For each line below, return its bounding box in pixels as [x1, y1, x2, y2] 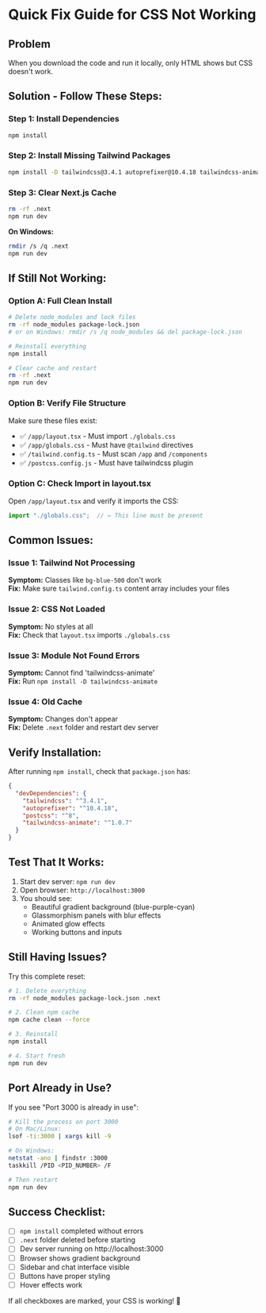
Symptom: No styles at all [8, 622, 93, 631]
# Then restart [8, 1176, 59, 1184]
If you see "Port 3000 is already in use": [8, 1102, 139, 1112]
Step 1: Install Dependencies [8, 114, 120, 125]
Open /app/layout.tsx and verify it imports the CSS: [8, 496, 180, 506]
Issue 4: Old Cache [8, 696, 83, 707]
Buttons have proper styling [19, 1271, 111, 1280]
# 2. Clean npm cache [8, 1008, 80, 1017]
